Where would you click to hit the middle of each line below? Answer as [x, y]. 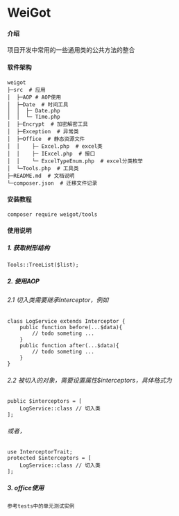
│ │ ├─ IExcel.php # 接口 [51, 153]
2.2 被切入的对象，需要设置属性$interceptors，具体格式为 [89, 380]
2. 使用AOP [24, 281]
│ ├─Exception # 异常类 [43, 131]
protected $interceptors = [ [49, 458]
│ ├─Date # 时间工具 [38, 105]
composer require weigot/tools [52, 214]
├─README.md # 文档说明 [41, 176]
